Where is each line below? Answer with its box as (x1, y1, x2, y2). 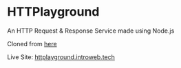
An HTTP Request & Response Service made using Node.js (7, 27, 175, 35)
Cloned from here (7, 39, 57, 48)
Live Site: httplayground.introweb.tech (7, 52, 116, 61)
